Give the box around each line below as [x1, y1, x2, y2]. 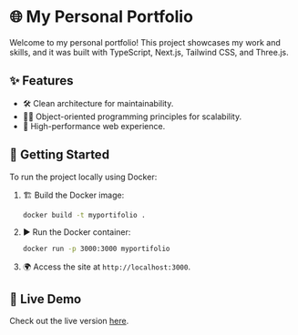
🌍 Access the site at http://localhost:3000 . [22, 261, 191, 272]
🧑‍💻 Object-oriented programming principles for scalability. [22, 111, 242, 122]
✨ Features [9, 73, 74, 88]
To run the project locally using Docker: [9, 171, 158, 182]
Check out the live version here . [9, 316, 129, 327]
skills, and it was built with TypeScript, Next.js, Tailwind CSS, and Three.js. [9, 46, 289, 57]
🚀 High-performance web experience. [22, 120, 166, 131]
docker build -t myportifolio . [22, 210, 146, 219]
